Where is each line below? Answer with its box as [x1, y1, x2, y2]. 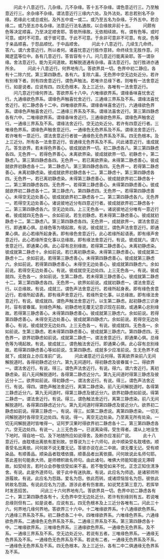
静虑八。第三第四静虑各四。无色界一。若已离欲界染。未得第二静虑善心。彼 [5, 157, 155, 163]
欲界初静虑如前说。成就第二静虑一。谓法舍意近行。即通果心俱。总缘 [21, 335, 159, 340]
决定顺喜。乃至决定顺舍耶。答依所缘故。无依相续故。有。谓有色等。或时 [13, 29, 159, 34]
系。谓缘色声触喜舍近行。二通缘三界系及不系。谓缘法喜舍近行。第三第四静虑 [5, 108, 159, 114]
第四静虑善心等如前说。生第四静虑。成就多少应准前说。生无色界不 [21, 347, 155, 352]
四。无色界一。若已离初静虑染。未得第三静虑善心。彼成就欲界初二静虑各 [5, 176, 150, 181]
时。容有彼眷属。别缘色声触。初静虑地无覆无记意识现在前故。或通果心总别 [5, 304, 155, 310]
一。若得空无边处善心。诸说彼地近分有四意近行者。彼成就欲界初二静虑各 [5, 200, 150, 206]
